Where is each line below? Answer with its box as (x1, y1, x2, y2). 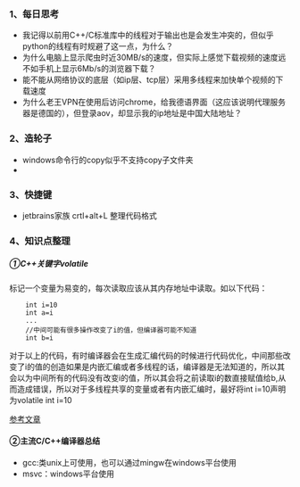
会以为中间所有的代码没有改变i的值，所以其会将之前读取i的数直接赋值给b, (9, 372, 279, 383)
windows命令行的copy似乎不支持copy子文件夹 (21, 154, 194, 165)
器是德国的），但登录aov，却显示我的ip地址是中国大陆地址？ (21, 108, 243, 119)
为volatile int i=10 (9, 394, 73, 405)
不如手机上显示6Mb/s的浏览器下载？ (21, 63, 156, 74)
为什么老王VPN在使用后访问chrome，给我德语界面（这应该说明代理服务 (21, 96, 287, 108)
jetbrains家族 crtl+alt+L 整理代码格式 (21, 210, 158, 220)
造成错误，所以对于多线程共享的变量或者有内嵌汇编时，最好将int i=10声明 (16, 384, 287, 394)
